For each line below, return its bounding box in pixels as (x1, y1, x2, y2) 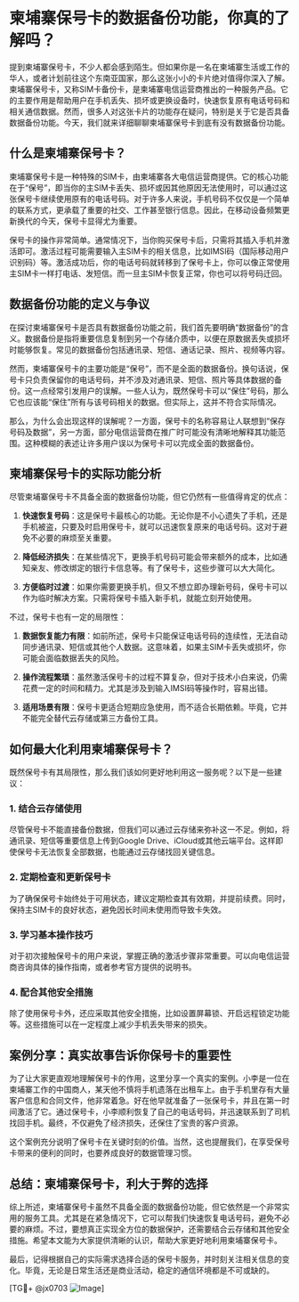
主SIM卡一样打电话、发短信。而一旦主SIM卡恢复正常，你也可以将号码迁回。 (9, 268, 287, 279)
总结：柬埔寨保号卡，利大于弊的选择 (9, 1176, 208, 1192)
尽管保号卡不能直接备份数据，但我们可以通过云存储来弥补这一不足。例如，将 (9, 825, 290, 835)
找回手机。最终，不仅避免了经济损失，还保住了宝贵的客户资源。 (9, 1118, 243, 1128)
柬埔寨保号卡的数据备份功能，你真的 (9, 8, 275, 28)
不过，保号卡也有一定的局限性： (9, 612, 126, 623)
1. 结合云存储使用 (9, 802, 83, 815)
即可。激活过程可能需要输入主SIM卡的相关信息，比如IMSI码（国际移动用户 (16, 246, 289, 256)
